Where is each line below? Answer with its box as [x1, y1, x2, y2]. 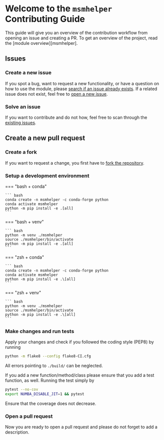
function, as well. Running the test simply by [5, 377, 95, 383]
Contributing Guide [5, 13, 85, 25]
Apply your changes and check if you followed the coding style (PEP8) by [5, 339, 154, 345]
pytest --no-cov [5, 387, 38, 392]
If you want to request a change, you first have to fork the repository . [5, 160, 145, 166]
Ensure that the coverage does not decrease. [5, 400, 97, 406]
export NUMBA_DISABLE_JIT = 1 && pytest [5, 391, 84, 397]
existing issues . [5, 119, 37, 126]
